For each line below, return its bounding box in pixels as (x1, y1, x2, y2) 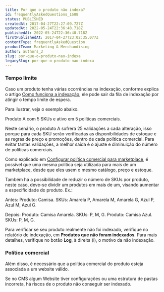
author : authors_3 (5, 49, 43, 54)
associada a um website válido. (5, 266, 69, 272)
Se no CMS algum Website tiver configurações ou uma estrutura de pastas (5, 276, 158, 282)
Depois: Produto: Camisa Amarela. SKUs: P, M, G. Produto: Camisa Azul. (5, 211, 153, 217)
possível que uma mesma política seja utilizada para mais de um (5, 161, 136, 167)
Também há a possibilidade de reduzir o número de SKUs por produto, (5, 176, 150, 182)
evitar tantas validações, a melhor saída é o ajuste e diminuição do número (5, 141, 158, 147)
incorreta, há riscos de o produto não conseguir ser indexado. (5, 281, 132, 287)
